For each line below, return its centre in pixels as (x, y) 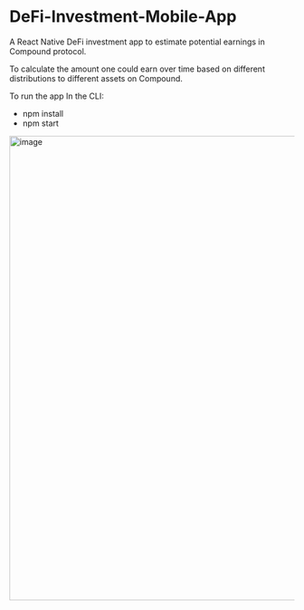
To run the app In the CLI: (57, 96)
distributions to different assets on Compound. (96, 78)
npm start (40, 123)
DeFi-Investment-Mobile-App (123, 17)
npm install (43, 113)
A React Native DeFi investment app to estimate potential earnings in (137, 42)
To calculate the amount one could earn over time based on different (137, 69)
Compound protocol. (48, 51)
